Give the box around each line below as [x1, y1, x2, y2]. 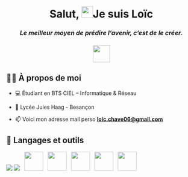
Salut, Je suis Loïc [49, 7, 154, 21]
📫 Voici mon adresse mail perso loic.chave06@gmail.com [14, 115, 163, 123]
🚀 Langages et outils [6, 135, 84, 146]
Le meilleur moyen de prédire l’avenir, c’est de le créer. [20, 29, 183, 37]
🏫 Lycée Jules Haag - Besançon [14, 103, 95, 111]
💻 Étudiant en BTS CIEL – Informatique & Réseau [14, 89, 137, 97]
